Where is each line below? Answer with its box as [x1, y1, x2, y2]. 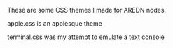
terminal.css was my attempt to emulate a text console [7, 33, 165, 41]
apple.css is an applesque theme [7, 19, 103, 27]
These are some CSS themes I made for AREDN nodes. [7, 6, 167, 14]
